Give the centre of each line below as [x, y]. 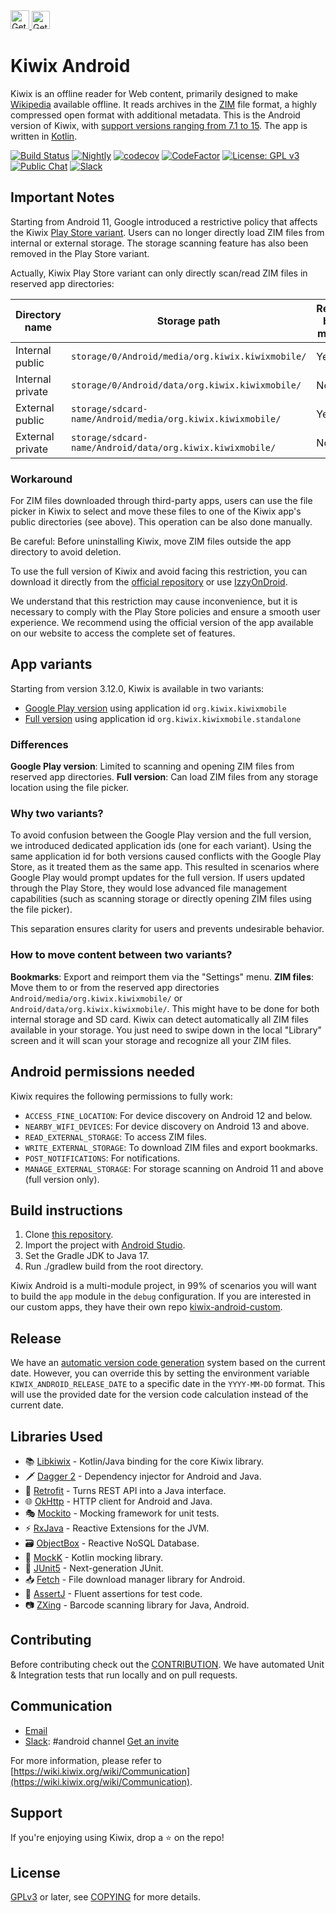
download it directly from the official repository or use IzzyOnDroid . [149, 582]
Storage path [188, 321]
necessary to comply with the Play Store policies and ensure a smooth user [165, 612]
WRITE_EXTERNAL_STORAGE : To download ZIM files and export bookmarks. [171, 1147]
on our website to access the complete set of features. [123, 633]
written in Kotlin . [44, 136]
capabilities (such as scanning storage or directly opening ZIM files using [161, 899]
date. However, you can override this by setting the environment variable [160, 1373]
